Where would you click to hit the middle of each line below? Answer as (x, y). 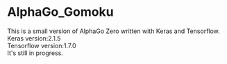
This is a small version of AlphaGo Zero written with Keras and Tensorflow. (113, 31)
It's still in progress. (35, 53)
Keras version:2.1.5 (34, 38)
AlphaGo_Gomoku (60, 12)
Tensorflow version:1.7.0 (42, 45)
